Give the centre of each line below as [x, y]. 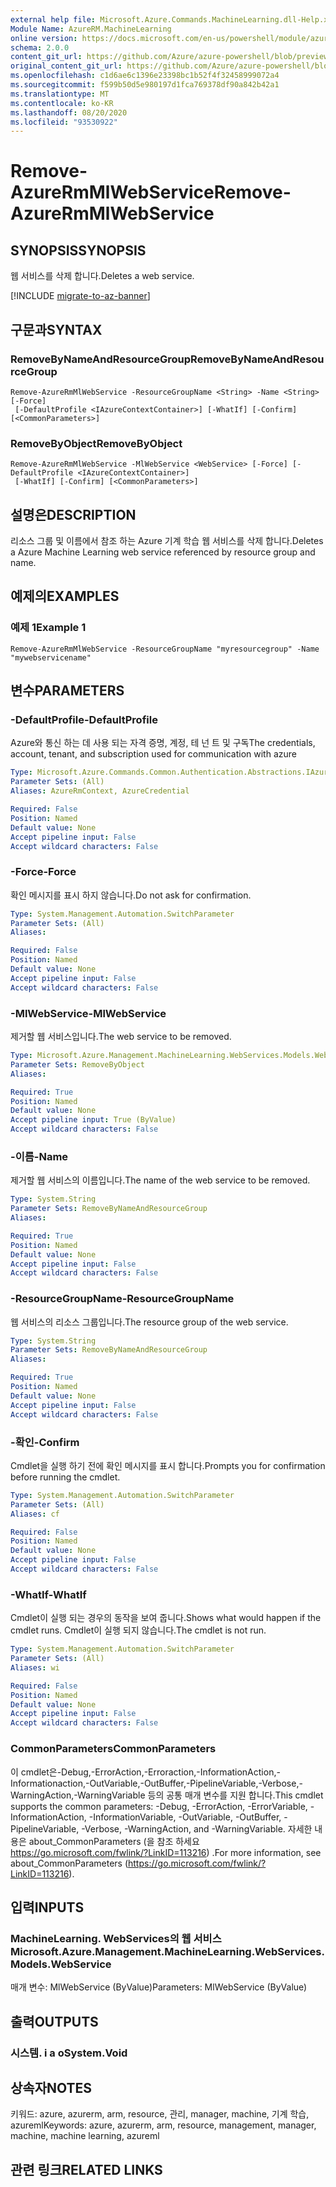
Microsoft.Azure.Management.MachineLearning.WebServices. [167, 1951]
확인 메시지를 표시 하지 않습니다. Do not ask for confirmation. [131, 895]
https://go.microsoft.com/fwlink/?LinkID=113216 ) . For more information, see [166, 1852]
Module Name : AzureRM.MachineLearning [91, 29]
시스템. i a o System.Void [69, 2053]
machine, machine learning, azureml [85, 2136]
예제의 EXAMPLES [65, 596]
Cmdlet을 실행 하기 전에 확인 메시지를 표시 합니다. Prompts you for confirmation [168, 1465]
